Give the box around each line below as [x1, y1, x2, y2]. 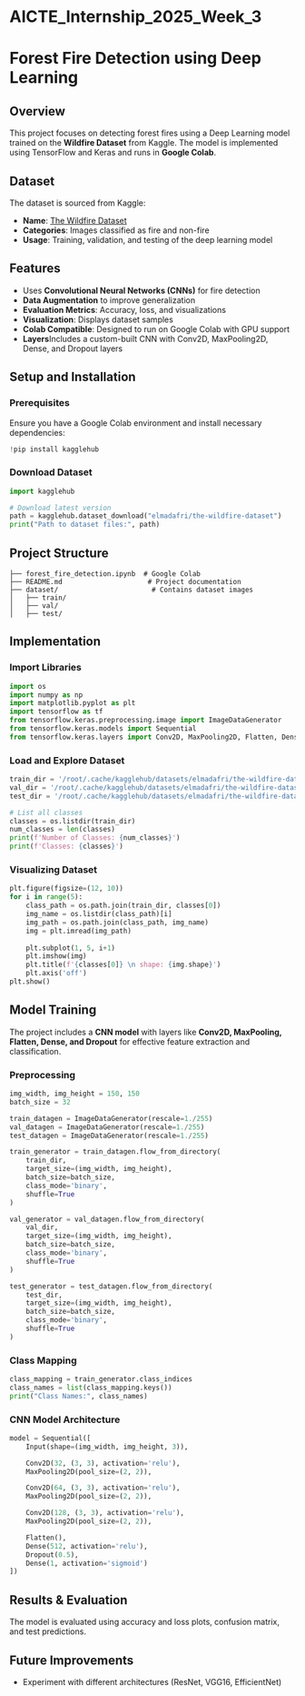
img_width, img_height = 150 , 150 [9, 1089, 141, 1098]
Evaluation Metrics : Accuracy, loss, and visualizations [22, 304, 227, 315]
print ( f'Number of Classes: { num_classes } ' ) [9, 833, 181, 843]
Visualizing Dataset [9, 863, 98, 876]
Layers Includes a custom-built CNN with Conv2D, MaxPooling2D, [22, 333, 269, 344]
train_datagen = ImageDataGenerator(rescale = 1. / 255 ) [9, 1114, 213, 1123]
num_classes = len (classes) [9, 825, 116, 834]
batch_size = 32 [9, 1097, 71, 1106]
